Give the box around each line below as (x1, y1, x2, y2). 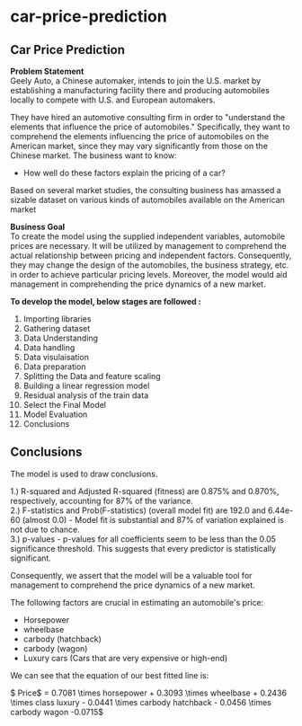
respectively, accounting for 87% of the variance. (10, 495, 194, 506)
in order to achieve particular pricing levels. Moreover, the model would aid (10, 270, 288, 279)
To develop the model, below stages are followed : (10, 297, 201, 306)
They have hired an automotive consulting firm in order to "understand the (10, 112, 286, 122)
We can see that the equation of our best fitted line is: (10, 669, 209, 680)
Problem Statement (10, 66, 84, 76)
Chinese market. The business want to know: (10, 150, 178, 161)
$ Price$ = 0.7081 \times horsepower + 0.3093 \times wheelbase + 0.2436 (10, 687, 287, 698)
